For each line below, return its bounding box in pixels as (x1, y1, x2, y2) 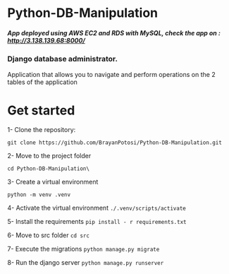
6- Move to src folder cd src (7, 231, 90, 239)
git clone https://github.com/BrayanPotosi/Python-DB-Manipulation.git (7, 139, 222, 146)
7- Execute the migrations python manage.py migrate (7, 245, 160, 254)
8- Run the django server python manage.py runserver (7, 258, 164, 267)
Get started (7, 102, 75, 118)
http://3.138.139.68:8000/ (7, 36, 86, 44)
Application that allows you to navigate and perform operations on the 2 (7, 70, 216, 78)
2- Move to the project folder (7, 152, 92, 160)
